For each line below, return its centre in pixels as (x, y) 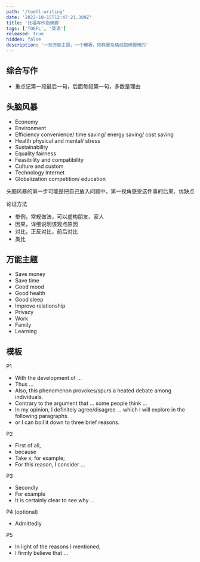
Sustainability (31, 147)
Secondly (27, 488)
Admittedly (28, 524)
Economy (27, 122)
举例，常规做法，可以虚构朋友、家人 (59, 216)
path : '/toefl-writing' (36, 12)
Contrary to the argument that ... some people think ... (81, 403)
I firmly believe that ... (41, 553)
